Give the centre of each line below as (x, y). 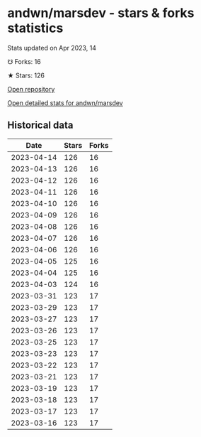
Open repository (31, 89)
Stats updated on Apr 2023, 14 (52, 48)
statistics (35, 28)
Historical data (40, 125)
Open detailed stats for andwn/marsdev (65, 103)
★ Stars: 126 (26, 75)
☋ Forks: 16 (24, 61)
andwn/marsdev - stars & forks (101, 13)
